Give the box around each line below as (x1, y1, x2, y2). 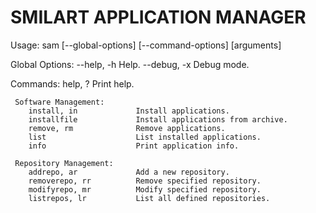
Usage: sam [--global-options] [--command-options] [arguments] (10, 39, 282, 51)
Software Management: (14, 97, 105, 107)
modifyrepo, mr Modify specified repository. (28, 184, 262, 195)
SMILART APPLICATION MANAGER (10, 6, 307, 29)
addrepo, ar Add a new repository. (28, 167, 230, 177)
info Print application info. (28, 141, 240, 151)
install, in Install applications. (28, 106, 230, 116)
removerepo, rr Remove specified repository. (28, 176, 262, 186)
